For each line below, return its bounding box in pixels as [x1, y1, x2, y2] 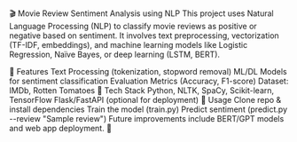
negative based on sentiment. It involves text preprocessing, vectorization [9, 30, 279, 41]
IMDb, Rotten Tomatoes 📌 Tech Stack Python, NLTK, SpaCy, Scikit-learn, [9, 85, 275, 96]
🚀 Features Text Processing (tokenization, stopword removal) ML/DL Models [9, 67, 287, 76]
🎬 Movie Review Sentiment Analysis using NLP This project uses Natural [9, 8, 274, 19]
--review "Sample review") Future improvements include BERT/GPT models [9, 114, 285, 123]
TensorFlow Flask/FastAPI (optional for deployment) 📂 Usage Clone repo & [9, 95, 282, 105]
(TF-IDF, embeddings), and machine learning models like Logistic [9, 40, 248, 50]
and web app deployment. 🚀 [9, 123, 113, 133]
